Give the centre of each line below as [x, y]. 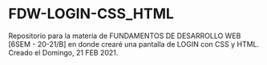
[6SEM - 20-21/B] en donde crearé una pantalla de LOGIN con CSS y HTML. [134, 44]
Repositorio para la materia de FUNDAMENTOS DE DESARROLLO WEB [125, 36]
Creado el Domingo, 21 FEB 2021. [63, 52]
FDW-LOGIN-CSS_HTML [91, 14]
